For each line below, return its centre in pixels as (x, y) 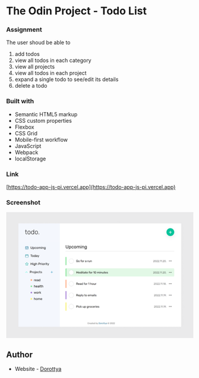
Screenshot (23, 202)
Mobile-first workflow (41, 140)
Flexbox (24, 127)
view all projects (35, 67)
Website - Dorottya (38, 369)
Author (19, 354)
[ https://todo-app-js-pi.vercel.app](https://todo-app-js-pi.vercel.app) (91, 187)
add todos (27, 54)
